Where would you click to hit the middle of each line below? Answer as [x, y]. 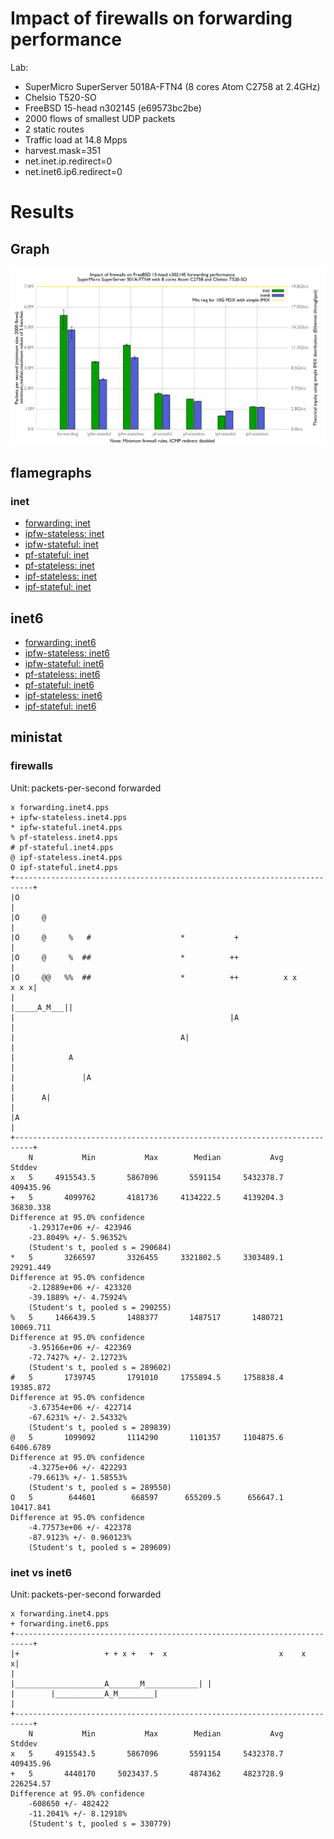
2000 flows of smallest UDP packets [100, 118]
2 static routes [54, 129]
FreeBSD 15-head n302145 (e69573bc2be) [113, 108]
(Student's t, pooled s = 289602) [100, 1367]
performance [66, 39]
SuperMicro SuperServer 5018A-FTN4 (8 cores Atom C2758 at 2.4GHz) [172, 86]
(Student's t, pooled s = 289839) [100, 1427]
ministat [36, 737]
